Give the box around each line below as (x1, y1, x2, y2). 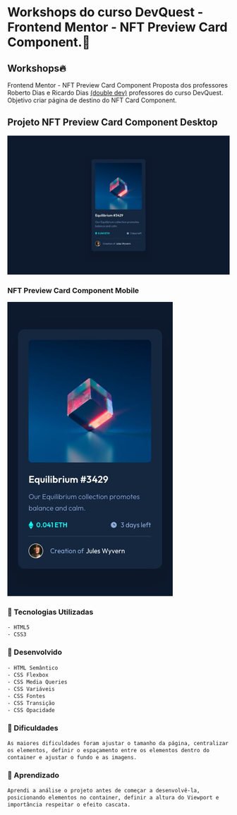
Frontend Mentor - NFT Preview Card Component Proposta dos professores (7, 81, 228, 89)
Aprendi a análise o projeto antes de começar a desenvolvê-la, (7, 787, 200, 795)
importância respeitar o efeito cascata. (7, 802, 131, 809)
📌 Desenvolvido (7, 647, 62, 657)
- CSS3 (7, 631, 27, 639)
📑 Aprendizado (7, 770, 60, 780)
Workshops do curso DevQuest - (7, 4, 204, 20)
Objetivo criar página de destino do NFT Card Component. (7, 96, 178, 104)
